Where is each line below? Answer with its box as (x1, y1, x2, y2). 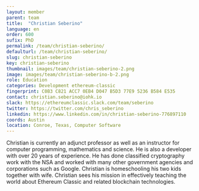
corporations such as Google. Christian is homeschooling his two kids (6, 165, 181, 173)
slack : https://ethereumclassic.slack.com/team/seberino (6, 99, 154, 106)
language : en (6, 26, 40, 32)
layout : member (6, 9, 45, 15)
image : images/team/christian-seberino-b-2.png (6, 71, 130, 77)
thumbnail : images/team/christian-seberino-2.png (6, 65, 135, 72)
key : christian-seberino (6, 60, 69, 66)
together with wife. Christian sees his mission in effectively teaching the (6, 171, 187, 179)
